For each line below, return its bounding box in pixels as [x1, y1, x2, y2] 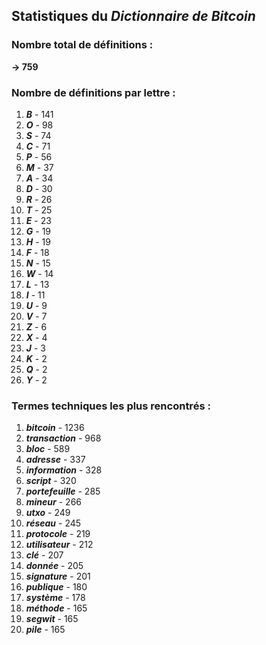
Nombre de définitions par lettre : [11, 85, 176, 99]
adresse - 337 [25, 454, 86, 466]
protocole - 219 [25, 528, 91, 540]
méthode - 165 [25, 602, 88, 614]
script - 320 [25, 475, 77, 487]
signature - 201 [25, 570, 91, 583]
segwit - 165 [25, 613, 79, 625]
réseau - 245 [25, 517, 82, 529]
